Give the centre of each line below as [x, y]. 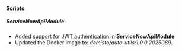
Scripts [15, 8]
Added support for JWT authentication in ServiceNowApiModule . [95, 36]
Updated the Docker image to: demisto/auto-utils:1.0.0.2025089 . [94, 42]
